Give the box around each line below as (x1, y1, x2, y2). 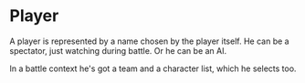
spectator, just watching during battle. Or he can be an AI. (9, 45, 227, 56)
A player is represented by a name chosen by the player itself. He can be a (9, 36, 289, 47)
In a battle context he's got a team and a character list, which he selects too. (9, 63, 297, 74)
